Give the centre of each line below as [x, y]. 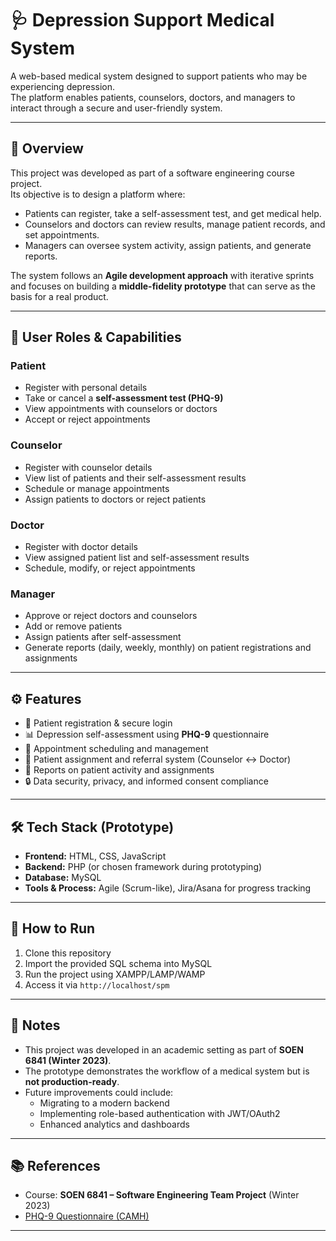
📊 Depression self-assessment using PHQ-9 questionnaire [147, 734]
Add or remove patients [73, 626]
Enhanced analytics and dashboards [114, 1124]
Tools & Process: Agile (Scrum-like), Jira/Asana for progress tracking [168, 888]
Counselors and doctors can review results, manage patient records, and [175, 224]
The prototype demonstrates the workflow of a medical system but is [167, 1071]
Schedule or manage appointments [97, 488]
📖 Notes [35, 1025]
